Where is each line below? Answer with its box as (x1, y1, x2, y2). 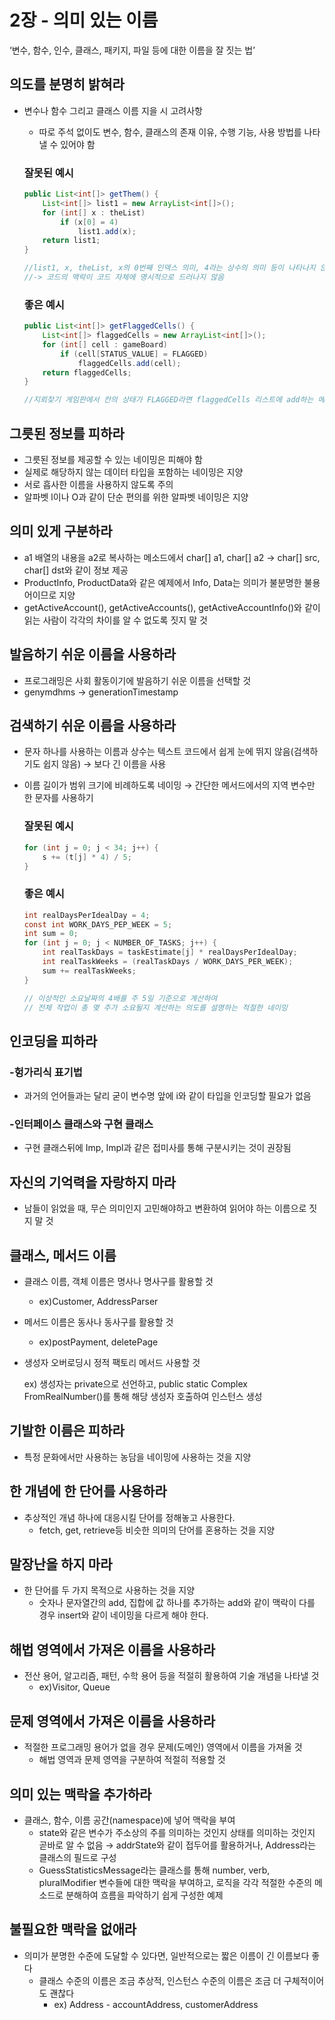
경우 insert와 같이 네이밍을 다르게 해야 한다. (38, 1609, 209, 1621)
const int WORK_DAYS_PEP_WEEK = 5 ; (23, 919, 173, 930)
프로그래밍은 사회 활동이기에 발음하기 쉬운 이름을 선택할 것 (23, 674, 252, 686)
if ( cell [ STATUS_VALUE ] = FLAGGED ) (60, 349, 209, 359)
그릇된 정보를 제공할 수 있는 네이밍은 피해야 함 (23, 454, 203, 466)
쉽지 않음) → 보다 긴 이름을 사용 (42, 758, 167, 770)
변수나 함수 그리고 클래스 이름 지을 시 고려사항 (23, 104, 203, 116)
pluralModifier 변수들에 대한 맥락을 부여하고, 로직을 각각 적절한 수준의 (38, 1876, 313, 1888)
